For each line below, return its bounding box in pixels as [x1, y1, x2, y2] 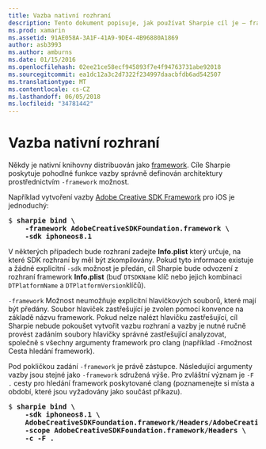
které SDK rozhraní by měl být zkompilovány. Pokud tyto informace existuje [8, 255, 254, 265]
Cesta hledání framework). [8, 346, 95, 356]
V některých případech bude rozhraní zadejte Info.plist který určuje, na [8, 247, 241, 257]
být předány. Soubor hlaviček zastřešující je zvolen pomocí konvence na [8, 304, 244, 314]
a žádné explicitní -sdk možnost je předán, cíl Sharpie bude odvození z [8, 264, 239, 273]
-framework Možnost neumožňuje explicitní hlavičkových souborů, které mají [8, 296, 256, 306]
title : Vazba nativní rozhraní [8, 11, 112, 20]
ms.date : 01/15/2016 [8, 56, 77, 64]
